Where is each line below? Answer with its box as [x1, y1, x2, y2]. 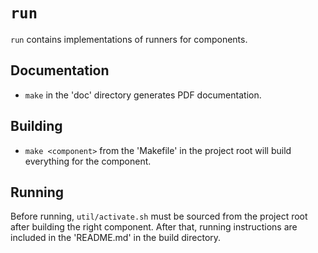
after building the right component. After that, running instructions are [10, 221, 298, 233]
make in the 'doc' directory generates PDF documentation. [24, 89, 262, 101]
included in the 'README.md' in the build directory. [10, 232, 222, 244]
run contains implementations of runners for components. [10, 33, 248, 45]
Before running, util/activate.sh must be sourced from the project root [10, 210, 308, 223]
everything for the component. [24, 155, 152, 167]
